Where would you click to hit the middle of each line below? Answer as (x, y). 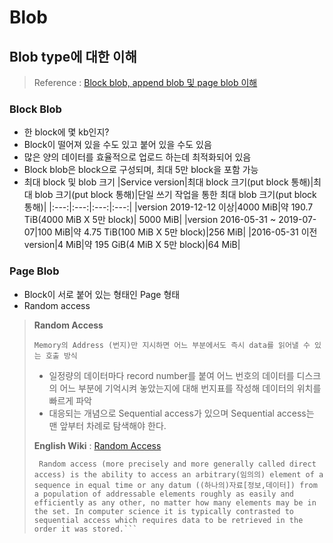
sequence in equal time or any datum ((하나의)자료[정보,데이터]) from (175, 485)
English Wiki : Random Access (97, 445)
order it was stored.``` (85, 529)
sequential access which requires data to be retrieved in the (168, 520)
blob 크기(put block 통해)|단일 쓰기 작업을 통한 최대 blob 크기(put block (175, 195)
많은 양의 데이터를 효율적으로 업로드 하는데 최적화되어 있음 (137, 157)
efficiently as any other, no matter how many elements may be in (175, 502)
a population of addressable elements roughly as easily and (164, 494)
